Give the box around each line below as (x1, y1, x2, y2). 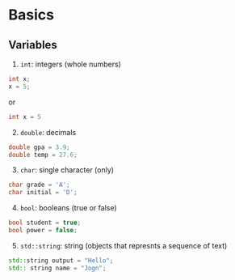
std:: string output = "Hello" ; (8, 257, 114, 265)
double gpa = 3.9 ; (8, 143, 70, 151)
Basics (8, 6, 55, 24)
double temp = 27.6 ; (8, 151, 78, 159)
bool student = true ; (8, 218, 82, 227)
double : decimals (19, 127, 77, 137)
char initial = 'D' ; (8, 189, 78, 197)
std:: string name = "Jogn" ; (8, 264, 107, 272)
